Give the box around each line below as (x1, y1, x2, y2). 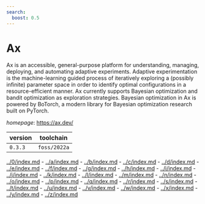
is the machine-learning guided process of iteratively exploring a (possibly (6, 74, 194, 82)
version (9, 133, 32, 142)
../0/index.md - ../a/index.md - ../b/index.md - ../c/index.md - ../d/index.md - (6, 158, 199, 166)
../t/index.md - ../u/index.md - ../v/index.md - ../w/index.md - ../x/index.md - (6, 184, 198, 192)
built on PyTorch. (6, 107, 49, 114)
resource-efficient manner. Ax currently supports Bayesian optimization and (6, 87, 198, 95)
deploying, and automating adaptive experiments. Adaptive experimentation (6, 68, 198, 76)
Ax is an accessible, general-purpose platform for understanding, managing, (6, 61, 199, 69)
